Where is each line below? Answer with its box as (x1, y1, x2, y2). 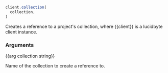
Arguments (5, 41, 34, 48)
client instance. (5, 28, 37, 35)
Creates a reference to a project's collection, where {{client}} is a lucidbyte (5, 23, 163, 29)
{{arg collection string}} (5, 53, 55, 59)
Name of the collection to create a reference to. (5, 62, 106, 68)
